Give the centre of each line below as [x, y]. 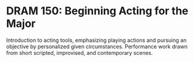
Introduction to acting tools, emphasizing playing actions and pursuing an [96, 40]
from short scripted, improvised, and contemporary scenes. [80, 52]
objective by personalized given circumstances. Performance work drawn [97, 46]
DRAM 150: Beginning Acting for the [97, 11]
